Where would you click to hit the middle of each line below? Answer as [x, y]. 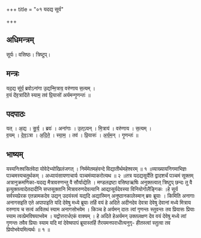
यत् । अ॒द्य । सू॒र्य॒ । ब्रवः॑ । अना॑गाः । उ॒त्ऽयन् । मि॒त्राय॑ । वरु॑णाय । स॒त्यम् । [79, 128]
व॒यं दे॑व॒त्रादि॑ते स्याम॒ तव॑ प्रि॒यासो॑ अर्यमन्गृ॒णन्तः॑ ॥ [49, 95]
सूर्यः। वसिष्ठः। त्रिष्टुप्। [28, 55]
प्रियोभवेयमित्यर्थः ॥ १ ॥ [28, 230]
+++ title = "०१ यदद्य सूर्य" [35, 9]
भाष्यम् [15, 154]
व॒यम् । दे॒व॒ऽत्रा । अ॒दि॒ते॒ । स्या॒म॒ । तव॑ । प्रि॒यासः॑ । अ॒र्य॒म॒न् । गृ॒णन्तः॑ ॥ [73, 135]
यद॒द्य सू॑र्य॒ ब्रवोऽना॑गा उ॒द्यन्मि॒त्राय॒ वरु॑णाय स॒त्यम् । [51, 88]
